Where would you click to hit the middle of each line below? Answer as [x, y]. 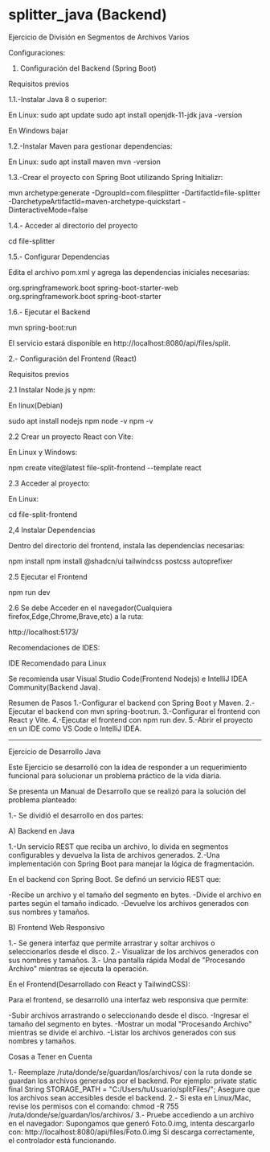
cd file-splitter [32, 241]
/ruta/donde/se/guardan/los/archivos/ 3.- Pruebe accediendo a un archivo [131, 1114]
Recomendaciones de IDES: [54, 647]
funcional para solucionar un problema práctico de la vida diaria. [115, 775]
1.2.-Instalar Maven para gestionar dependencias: [90, 146]
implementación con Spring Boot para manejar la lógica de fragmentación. [131, 863]
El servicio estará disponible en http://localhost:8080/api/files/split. [120, 342]
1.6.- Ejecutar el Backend [49, 312]
